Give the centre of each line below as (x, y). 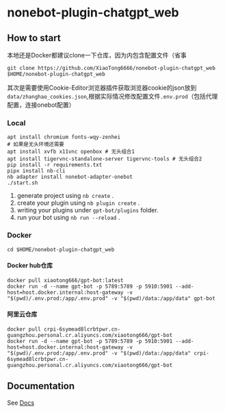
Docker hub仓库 (30, 266)
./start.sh (23, 183)
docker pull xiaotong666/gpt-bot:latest (66, 280)
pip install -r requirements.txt (55, 165)
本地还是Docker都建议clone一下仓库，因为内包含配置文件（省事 (97, 55)
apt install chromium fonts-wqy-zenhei (64, 137)
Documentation (41, 386)
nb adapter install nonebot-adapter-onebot (70, 177)
